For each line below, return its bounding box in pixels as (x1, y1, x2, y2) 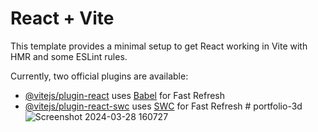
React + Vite (10, 7, 115, 30)
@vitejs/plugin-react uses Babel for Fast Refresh (24, 89, 226, 101)
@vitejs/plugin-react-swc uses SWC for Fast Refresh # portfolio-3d (24, 100, 303, 112)
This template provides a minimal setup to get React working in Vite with (10, 40, 308, 52)
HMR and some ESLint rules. (10, 50, 128, 62)
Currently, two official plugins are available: (10, 70, 189, 82)
